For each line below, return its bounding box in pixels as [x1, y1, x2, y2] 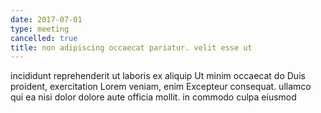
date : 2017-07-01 [10, 14, 83, 25]
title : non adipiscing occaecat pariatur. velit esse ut [10, 42, 253, 53]
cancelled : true [10, 33, 78, 43]
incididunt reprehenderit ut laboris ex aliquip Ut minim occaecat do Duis [10, 70, 306, 82]
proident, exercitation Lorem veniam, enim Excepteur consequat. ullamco [10, 81, 312, 93]
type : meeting [10, 24, 70, 34]
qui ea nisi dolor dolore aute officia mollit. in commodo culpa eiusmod [10, 91, 297, 103]
